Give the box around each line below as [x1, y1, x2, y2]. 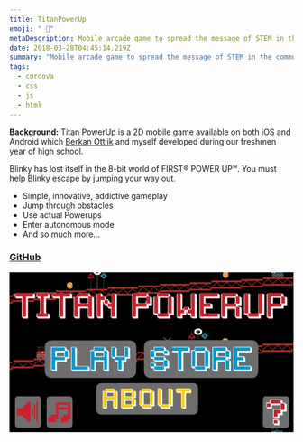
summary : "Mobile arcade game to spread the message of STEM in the [9, 52, 272, 62]
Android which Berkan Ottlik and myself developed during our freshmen [9, 136, 277, 146]
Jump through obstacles [22, 200, 115, 211]
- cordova [17, 72, 54, 81]
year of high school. [9, 146, 84, 156]
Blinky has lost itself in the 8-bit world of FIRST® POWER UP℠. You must [9, 163, 277, 174]
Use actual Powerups [22, 209, 102, 221]
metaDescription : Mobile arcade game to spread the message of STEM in [9, 33, 284, 42]
